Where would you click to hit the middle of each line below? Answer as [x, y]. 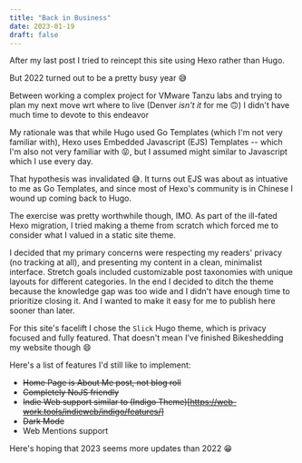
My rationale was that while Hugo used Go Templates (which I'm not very [146, 133]
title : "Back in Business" [60, 18]
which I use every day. [51, 162]
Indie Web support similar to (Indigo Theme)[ [106, 402]
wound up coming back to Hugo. [70, 198]
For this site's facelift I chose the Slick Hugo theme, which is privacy [138, 329]
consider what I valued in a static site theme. [93, 235]
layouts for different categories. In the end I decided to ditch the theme [141, 281]
